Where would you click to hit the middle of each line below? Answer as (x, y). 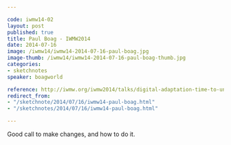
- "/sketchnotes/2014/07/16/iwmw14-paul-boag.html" (82, 109)
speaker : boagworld (35, 77)
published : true (30, 32)
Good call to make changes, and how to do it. (71, 134)
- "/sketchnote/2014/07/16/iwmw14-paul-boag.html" (81, 102)
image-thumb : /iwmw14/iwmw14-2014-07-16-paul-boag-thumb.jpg (97, 58)
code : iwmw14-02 (30, 19)
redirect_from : (29, 96)
